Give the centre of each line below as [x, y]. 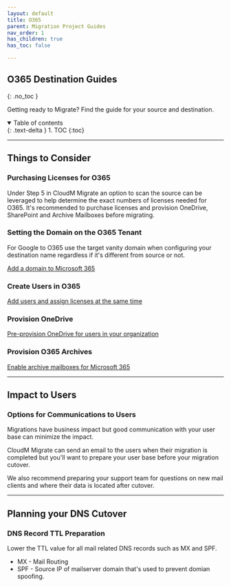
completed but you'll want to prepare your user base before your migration [113, 457]
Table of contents [38, 123]
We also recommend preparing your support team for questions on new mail [115, 478]
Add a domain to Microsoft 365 [51, 268]
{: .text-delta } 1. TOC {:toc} [46, 130]
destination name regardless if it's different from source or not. [96, 255]
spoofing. [31, 577]
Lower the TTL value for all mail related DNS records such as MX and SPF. [112, 548]
